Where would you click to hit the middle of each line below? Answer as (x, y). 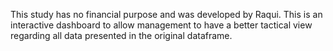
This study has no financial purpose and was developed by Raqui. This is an (166, 14)
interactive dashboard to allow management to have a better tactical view (161, 25)
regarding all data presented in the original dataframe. (121, 35)
